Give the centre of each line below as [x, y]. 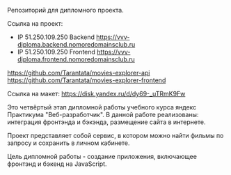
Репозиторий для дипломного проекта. [65, 10]
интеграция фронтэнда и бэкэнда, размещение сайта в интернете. [106, 122]
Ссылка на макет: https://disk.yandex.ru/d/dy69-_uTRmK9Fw [96, 94]
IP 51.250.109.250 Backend [56, 37]
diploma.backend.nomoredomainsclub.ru [76, 44]
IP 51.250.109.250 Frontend [56, 52]
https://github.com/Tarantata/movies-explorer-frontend [87, 80]
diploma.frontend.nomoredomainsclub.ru [76, 59]
